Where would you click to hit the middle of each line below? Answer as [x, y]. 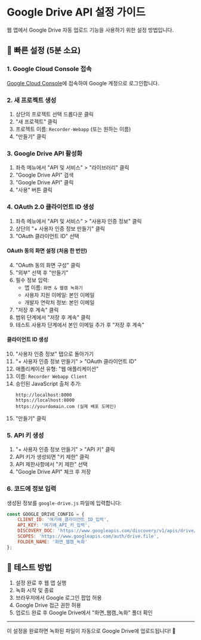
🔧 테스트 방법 [30, 568]
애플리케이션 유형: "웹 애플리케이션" [57, 369]
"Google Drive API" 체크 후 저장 [53, 472]
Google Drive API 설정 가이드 [76, 12]
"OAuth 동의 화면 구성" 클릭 [48, 265]
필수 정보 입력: [32, 280]
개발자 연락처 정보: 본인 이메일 [59, 302]
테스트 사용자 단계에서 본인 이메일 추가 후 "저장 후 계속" [80, 324]
